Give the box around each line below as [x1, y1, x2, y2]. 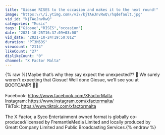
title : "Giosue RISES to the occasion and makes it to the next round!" [5, 7, 159, 12]
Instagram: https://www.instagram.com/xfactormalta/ [5, 98, 114, 104]
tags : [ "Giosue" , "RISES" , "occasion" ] [5, 26, 83, 31]
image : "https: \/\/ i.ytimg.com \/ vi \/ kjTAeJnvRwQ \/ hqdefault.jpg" [5, 12, 143, 17]
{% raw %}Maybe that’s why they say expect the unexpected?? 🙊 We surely [5, 71, 160, 77]
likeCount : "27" [5, 49, 39, 54]
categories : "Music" [5, 21, 48, 26]
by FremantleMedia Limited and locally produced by [44, 119, 151, 125]
